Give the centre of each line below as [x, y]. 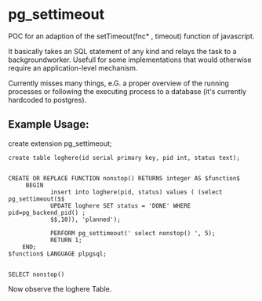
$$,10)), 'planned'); [86, 219]
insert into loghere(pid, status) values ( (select [136, 192]
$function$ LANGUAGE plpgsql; [58, 254]
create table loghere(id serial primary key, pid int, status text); [124, 158]
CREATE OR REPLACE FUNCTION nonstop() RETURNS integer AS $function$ [124, 178]
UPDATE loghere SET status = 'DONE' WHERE [120, 205]
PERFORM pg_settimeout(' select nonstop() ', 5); [133, 233]
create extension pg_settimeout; [60, 143]
